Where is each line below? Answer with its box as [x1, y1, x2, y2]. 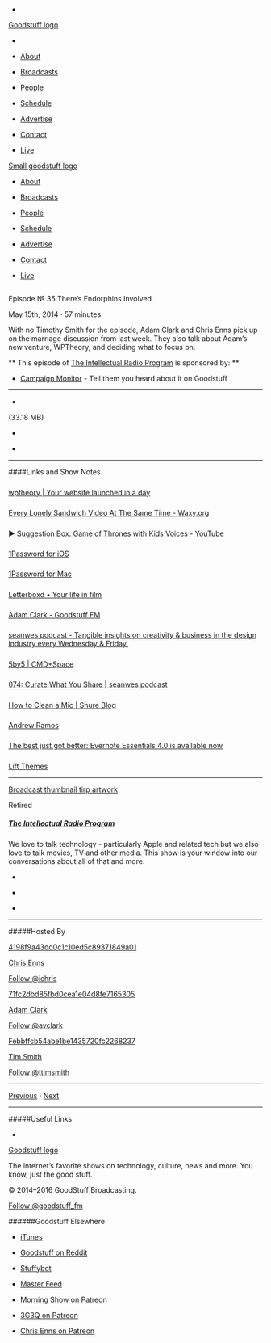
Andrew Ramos [8, 720, 59, 730]
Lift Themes [8, 761, 48, 771]
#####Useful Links [8, 1114, 73, 1123]
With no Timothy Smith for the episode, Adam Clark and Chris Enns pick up [8, 325, 258, 335]
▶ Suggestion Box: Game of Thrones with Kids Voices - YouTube [8, 528, 224, 538]
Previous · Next [8, 1090, 60, 1100]
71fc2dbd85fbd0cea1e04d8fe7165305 [8, 989, 135, 999]
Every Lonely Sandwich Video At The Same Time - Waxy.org [8, 508, 210, 518]
